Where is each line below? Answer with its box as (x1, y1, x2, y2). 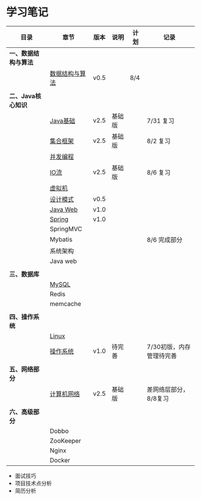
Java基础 (50, 116, 76, 125)
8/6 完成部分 (147, 235, 182, 244)
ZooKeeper (50, 437, 81, 445)
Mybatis (50, 235, 73, 243)
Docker (50, 456, 71, 464)
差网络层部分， (147, 385, 190, 393)
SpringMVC (50, 225, 83, 233)
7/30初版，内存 (147, 343, 191, 351)
